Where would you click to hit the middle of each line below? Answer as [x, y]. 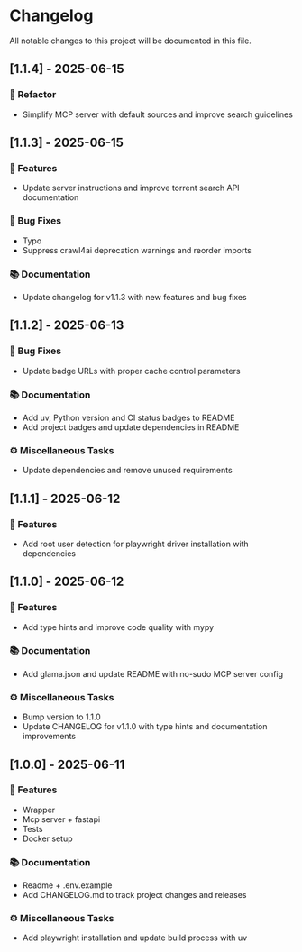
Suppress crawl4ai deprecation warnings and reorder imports [137, 250]
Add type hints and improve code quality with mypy [118, 627]
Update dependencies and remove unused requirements [127, 471]
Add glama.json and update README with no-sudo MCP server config [153, 673]
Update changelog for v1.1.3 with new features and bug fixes [134, 297]
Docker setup [48, 838]
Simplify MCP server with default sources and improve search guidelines [157, 114]
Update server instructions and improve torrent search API [131, 188]
